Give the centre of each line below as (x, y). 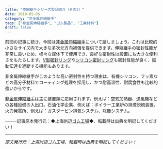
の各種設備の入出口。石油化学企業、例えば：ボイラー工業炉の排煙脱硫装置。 (81, 105)
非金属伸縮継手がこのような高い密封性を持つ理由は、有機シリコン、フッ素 (79, 76)
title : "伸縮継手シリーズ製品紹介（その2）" (45, 9)
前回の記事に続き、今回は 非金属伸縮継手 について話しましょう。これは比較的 (81, 42)
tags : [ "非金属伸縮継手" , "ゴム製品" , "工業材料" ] (52, 23)
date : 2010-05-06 (23, 14)
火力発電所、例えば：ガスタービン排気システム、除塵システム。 (69, 111)
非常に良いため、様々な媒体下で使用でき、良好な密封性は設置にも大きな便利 (81, 54)
